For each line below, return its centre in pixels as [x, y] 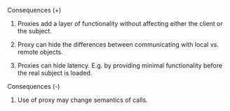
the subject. [35, 31]
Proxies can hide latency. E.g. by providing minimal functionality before [120, 65]
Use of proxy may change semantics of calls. [83, 100]
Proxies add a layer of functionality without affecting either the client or [120, 23]
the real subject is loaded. [55, 73]
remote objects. [40, 52]
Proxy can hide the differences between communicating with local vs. [118, 44]
